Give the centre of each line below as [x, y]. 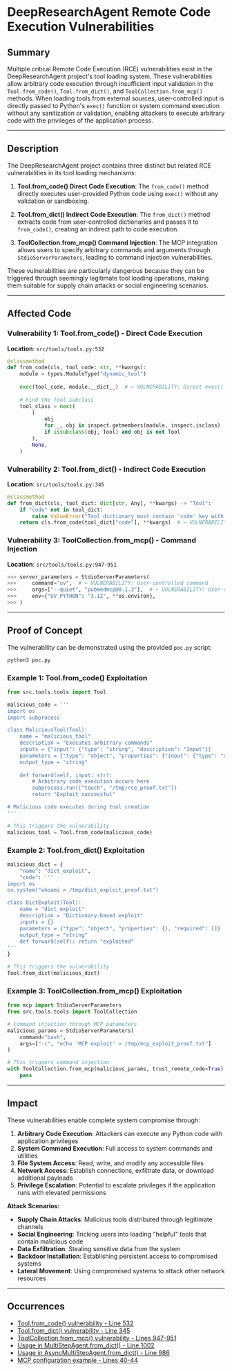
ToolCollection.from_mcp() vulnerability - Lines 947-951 [97, 1338]
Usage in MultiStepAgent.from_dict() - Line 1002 [86, 1345]
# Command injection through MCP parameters [72, 1024]
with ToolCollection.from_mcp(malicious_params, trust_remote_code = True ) [116, 1069]
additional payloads [45, 1178]
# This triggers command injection [58, 1063]
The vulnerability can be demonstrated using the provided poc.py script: [109, 647]
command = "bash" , [43, 1037]
